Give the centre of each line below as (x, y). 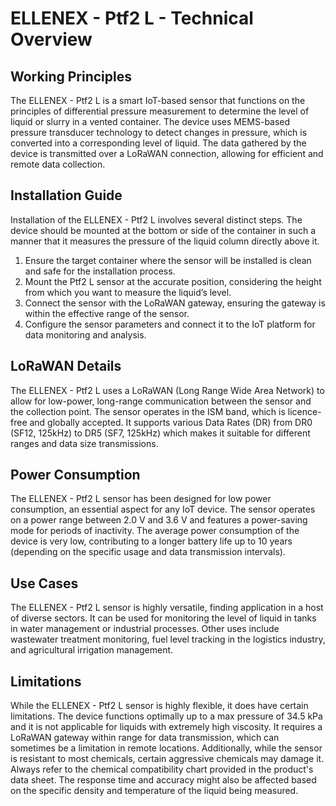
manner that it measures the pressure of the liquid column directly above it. (165, 241)
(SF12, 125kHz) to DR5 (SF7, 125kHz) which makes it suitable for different (160, 433)
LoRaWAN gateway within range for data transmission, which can (145, 738)
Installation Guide (66, 195)
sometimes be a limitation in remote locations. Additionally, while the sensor (166, 748)
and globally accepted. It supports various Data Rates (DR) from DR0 (171, 422)
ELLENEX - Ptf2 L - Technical (132, 18)
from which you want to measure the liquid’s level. (128, 292)
